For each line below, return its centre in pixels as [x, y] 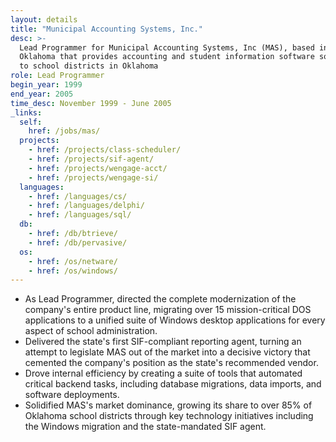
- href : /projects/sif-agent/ [91, 159]
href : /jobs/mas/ [64, 131]
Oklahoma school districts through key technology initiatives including [169, 416]
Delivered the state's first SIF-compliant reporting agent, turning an [163, 342]
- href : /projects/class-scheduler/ [105, 150]
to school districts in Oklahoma [89, 66]
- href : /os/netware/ [73, 261]
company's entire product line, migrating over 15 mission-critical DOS [168, 310]
